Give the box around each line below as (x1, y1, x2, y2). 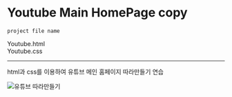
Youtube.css (7, 47, 43, 55)
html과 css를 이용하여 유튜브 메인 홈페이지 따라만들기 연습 (7, 67, 164, 76)
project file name (7, 28, 60, 34)
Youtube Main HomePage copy (7, 5, 188, 21)
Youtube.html (7, 39, 46, 47)
